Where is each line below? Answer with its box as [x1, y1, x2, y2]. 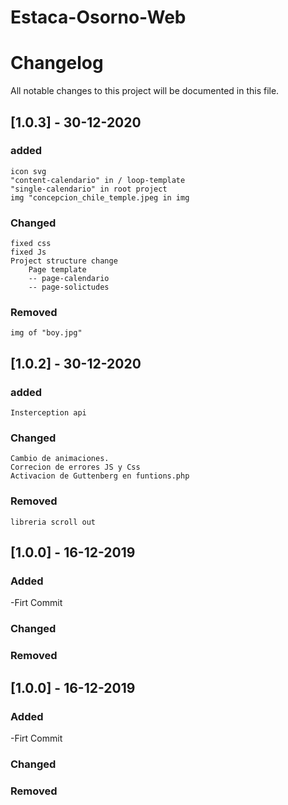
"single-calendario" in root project [10, 184, 168, 194]
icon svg [10, 166, 47, 176]
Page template [28, 265, 87, 275]
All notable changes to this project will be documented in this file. [10, 85, 280, 97]
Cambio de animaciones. [10, 454, 110, 464]
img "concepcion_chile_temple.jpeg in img [10, 192, 190, 203]
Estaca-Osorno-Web [10, 6, 187, 29]
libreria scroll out [10, 517, 97, 527]
